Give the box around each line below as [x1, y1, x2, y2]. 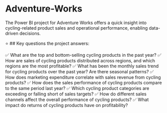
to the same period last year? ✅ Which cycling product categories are [5, 85, 149, 91]
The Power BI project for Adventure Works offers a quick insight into [5, 20, 147, 26]
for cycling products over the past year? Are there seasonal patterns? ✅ [5, 68, 154, 74]
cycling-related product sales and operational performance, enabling [5, 25, 148, 31]
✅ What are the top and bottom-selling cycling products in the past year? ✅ [5, 52, 162, 58]
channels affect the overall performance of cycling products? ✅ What [5, 96, 149, 102]
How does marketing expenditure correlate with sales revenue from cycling [5, 74, 161, 80]
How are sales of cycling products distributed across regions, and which [5, 57, 155, 63]
